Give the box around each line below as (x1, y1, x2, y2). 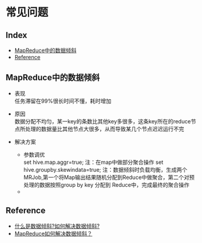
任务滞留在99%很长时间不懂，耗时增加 (14, 97, 111, 105)
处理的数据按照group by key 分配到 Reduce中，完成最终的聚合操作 (23, 181, 190, 188)
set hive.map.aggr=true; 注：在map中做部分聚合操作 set (23, 158, 164, 166)
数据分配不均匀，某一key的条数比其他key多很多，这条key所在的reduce (14, 117, 191, 125)
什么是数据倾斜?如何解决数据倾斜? (14, 222, 100, 230)
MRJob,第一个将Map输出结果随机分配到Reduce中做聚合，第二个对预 (23, 173, 195, 181)
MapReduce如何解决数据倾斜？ (14, 230, 93, 237)
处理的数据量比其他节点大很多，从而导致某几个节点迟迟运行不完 (25, 125, 184, 132)
